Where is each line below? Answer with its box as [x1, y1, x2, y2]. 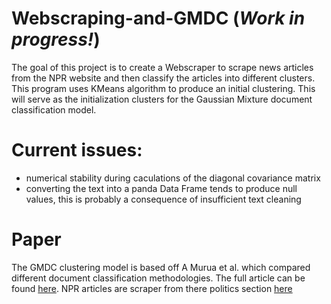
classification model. [11, 103, 97, 116]
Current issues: [11, 139, 143, 162]
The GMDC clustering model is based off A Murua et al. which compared [11, 261, 311, 273]
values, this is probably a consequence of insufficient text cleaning [25, 193, 302, 205]
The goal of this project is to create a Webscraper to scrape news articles [11, 61, 314, 73]
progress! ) [11, 28, 101, 51]
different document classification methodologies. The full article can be [11, 272, 306, 284]
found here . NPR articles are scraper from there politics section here [11, 282, 293, 294]
